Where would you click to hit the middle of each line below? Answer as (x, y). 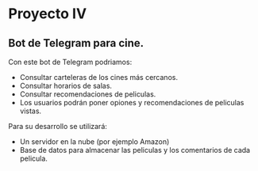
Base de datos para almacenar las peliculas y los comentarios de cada (135, 150)
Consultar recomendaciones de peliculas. (88, 94)
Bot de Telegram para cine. (76, 43)
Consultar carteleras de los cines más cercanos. (99, 77)
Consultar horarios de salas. (66, 85)
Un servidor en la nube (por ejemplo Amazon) (94, 142)
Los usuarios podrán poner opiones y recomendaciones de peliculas (132, 103)
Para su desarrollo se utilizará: (58, 126)
